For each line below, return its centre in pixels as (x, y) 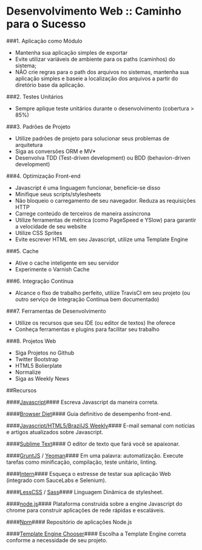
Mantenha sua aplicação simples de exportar (71, 52)
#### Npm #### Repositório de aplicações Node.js (69, 522)
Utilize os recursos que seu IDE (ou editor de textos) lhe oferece (95, 322)
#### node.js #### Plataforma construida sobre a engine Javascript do (95, 504)
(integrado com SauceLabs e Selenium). (56, 480)
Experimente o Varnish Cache (52, 269)
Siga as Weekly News (42, 378)
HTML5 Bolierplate (39, 365)
